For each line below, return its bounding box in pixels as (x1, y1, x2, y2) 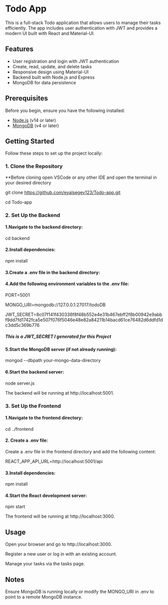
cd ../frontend (5, 426, 34, 432)
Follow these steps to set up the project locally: (5, 150, 103, 156)
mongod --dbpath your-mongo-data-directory (5, 357, 101, 364)
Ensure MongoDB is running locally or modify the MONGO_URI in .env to (5, 588, 154, 594)
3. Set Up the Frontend (5, 402, 61, 409)
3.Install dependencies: (5, 470, 56, 476)
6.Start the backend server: (5, 369, 64, 375)
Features (5, 45, 34, 53)
